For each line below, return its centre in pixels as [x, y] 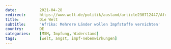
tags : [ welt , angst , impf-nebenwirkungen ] [61, 39]
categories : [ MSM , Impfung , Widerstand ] [52, 34]
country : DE [25, 29]
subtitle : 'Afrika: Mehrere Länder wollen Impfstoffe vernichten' [83, 24]
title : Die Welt [32, 19]
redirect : [16, 15]
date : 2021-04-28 [34, 10]
